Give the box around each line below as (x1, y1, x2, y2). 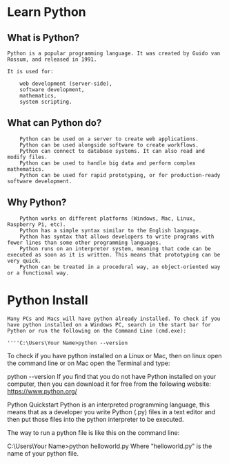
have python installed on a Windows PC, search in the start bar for (7, 321, 212, 328)
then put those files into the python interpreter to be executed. (7, 415, 184, 423)
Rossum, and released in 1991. (7, 56, 97, 63)
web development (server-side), (19, 80, 112, 87)
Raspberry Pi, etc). (7, 221, 67, 228)
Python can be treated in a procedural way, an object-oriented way (19, 263, 221, 270)
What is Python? (7, 32, 80, 44)
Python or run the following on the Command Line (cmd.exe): (7, 327, 187, 334)
